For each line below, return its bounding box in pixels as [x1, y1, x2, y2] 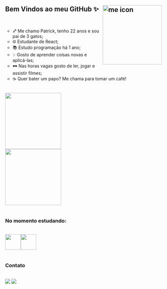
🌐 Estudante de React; [12, 38, 59, 44]
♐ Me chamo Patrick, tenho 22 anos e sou [12, 28, 99, 34]
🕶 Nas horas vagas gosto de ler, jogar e [12, 63, 95, 69]
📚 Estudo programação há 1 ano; [12, 44, 81, 50]
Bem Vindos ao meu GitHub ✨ [5, 5, 99, 13]
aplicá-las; [12, 57, 34, 63]
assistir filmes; [12, 70, 42, 76]
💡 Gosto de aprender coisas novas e [12, 51, 87, 57]
